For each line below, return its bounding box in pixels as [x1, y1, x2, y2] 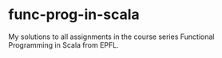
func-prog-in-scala [8, 6, 140, 24]
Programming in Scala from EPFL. [8, 40, 119, 49]
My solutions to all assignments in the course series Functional [8, 32, 215, 41]
